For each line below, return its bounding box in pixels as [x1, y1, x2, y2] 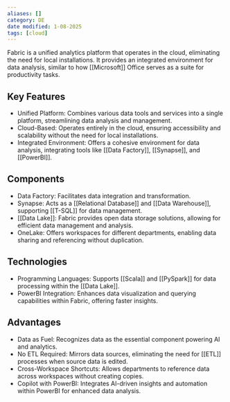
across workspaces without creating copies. [17, 372, 144, 380]
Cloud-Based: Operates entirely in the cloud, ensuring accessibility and [17, 124, 221, 132]
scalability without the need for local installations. [17, 131, 159, 139]
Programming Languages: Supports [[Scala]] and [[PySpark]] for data [17, 274, 216, 283]
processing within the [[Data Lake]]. [17, 281, 120, 290]
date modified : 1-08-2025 [7, 23, 82, 30]
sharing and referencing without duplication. [17, 236, 144, 244]
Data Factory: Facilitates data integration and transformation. [17, 191, 191, 200]
